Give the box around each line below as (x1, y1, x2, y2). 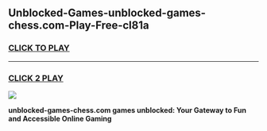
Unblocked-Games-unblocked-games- (8, 6, 207, 20)
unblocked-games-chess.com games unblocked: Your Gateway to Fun (8, 105, 246, 114)
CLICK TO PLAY (8, 43, 70, 54)
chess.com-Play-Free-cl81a (8, 19, 149, 33)
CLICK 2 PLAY (8, 72, 64, 83)
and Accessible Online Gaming (8, 114, 112, 123)
